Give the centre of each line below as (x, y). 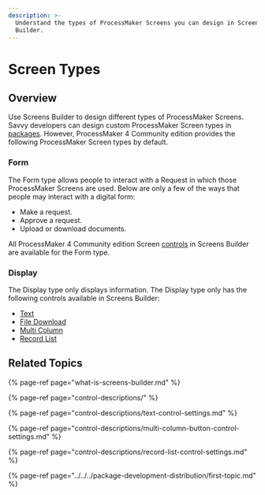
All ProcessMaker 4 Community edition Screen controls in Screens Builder (129, 244)
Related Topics (45, 363)
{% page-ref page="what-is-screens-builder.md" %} (95, 382)
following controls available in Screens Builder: (84, 298)
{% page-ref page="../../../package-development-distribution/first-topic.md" (132, 475)
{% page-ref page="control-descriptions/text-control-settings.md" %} (123, 413)
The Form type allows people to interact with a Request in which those (123, 180)
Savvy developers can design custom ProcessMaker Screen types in (120, 125)
